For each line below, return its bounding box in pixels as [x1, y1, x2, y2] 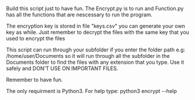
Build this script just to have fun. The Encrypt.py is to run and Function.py [6, 5, 184, 12]
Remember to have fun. [6, 76, 63, 83]
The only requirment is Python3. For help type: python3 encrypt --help [6, 88, 177, 94]
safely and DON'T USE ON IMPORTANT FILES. [6, 65, 119, 72]
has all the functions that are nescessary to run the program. [6, 11, 153, 18]
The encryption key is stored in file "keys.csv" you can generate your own [6, 23, 186, 29]
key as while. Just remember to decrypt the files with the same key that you [6, 29, 190, 36]
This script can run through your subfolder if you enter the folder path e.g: [6, 46, 186, 53]
